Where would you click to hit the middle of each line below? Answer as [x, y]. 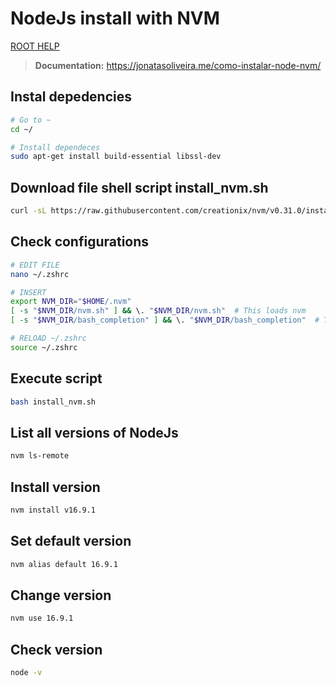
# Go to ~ [31, 120]
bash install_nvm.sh [53, 402]
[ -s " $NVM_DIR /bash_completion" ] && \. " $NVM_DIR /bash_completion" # [165, 320]
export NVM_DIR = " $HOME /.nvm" [71, 302]
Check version [56, 649]
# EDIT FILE [35, 265]
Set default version [71, 541]
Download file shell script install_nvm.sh [139, 187]
